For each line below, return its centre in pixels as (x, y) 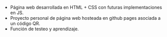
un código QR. (25, 23)
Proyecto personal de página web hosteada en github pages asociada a (85, 18)
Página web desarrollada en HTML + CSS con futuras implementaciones (86, 7)
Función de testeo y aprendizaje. (44, 29)
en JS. (17, 13)
